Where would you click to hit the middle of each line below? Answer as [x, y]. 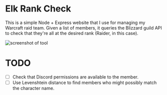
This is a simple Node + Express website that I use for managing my [75, 22]
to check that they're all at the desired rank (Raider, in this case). [72, 33]
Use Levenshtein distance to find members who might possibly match [85, 82]
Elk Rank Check [38, 9]
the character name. [33, 88]
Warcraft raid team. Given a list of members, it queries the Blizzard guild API [83, 27]
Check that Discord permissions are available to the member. [75, 77]
